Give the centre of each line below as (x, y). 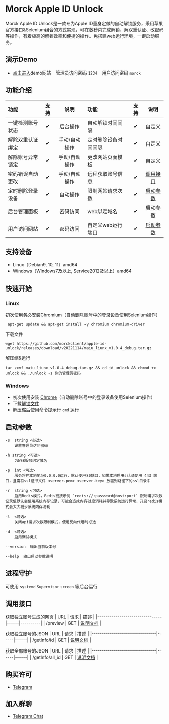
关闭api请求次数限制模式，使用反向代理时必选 (55, 522)
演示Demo (21, 60)
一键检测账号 (23, 123)
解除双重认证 (23, 140)
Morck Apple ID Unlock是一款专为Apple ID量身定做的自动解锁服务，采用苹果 (84, 23)
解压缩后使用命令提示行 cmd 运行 (46, 410)
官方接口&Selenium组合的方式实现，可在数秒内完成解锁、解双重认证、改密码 (84, 29)
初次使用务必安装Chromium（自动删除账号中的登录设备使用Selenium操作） (83, 315)
